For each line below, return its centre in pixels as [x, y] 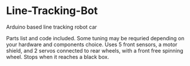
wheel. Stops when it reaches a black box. [58, 57]
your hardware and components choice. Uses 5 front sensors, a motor [92, 44]
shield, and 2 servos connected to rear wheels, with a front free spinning [95, 50]
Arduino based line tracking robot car [52, 27]
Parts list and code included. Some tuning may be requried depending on [95, 38]
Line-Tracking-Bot [52, 11]
